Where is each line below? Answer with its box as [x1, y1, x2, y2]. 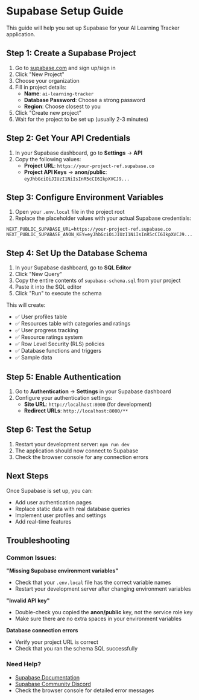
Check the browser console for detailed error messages [14, 687, 154, 694]
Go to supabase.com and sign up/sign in [14, 64, 116, 71]
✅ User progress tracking [14, 327, 78, 334]
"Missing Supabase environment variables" [6, 567, 119, 574]
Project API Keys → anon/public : [24, 168, 107, 176]
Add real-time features [14, 518, 72, 525]
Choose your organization [14, 77, 80, 84]
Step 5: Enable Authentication [6, 371, 122, 382]
